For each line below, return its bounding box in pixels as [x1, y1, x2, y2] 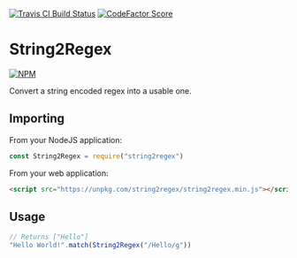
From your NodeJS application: [9, 134, 123, 145]
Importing [9, 111, 65, 126]
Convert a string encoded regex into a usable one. [9, 85, 192, 96]
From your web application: [9, 168, 109, 178]
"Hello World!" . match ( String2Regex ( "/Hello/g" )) [9, 241, 192, 250]
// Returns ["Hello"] [9, 232, 89, 242]
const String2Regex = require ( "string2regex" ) [9, 151, 184, 161]
